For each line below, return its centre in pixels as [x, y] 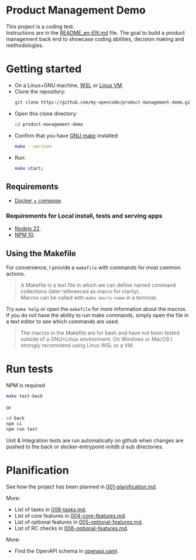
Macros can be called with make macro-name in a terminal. [89, 298]
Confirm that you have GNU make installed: [67, 135]
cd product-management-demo [49, 124]
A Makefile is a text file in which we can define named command [98, 285]
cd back [16, 418]
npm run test [22, 429]
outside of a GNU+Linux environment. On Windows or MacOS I [96, 339]
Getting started [44, 69]
